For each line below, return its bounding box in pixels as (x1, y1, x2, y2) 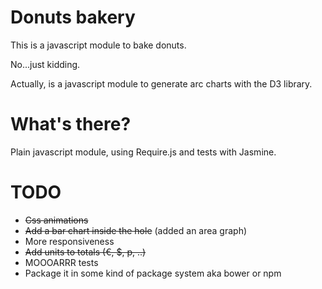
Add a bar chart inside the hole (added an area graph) (24, 224, 248, 236)
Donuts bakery (10, 6, 136, 29)
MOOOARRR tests (24, 256, 99, 268)
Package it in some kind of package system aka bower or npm (24, 267, 282, 279)
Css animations (24, 214, 89, 226)
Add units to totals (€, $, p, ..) (24, 246, 147, 258)
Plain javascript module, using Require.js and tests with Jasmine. (10, 146, 277, 158)
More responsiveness (24, 235, 115, 247)
